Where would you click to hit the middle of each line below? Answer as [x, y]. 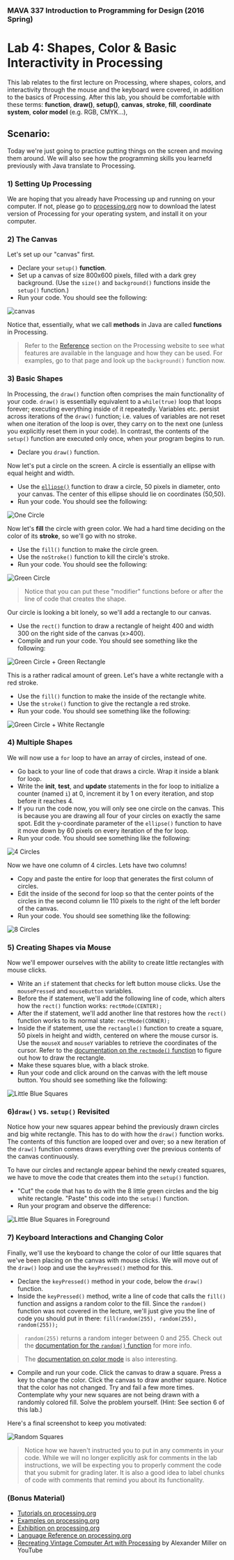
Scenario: [29, 134]
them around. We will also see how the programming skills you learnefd [110, 158]
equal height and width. [41, 473]
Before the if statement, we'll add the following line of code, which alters [121, 998]
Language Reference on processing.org [74, 1536]
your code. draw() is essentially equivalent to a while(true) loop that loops [114, 401]
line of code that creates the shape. [75, 599]
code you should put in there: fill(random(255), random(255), [107, 1318]
